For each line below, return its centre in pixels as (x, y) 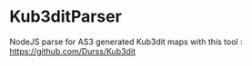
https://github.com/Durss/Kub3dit (73, 51)
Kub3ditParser (66, 17)
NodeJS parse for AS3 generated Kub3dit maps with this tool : (126, 42)
